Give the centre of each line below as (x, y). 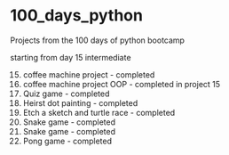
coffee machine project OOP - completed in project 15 (122, 84)
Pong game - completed (67, 141)
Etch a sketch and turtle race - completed (99, 112)
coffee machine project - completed (89, 74)
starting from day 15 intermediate (71, 57)
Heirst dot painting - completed (80, 102)
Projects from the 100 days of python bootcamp (98, 40)
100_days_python (76, 16)
